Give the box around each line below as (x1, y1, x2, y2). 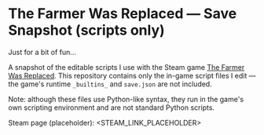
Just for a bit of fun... (8, 47, 77, 57)
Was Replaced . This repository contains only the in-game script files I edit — (8, 71, 256, 80)
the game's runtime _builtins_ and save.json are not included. (8, 79, 212, 89)
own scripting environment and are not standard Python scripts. (8, 103, 214, 112)
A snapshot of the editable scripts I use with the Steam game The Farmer (8, 62, 245, 71)
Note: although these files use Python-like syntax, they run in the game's (8, 94, 244, 104)
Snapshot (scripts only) (8, 21, 165, 39)
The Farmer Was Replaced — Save (8, 5, 237, 23)
